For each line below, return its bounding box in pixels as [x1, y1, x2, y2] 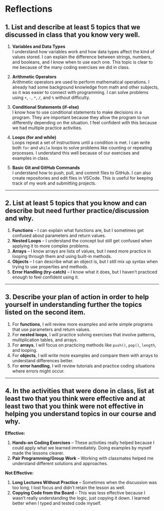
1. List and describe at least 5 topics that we [5, 23, 141, 31]
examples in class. [12, 155, 50, 161]
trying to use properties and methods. [12, 263, 89, 270]
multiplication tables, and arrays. [12, 337, 78, 343]
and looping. [12, 347, 38, 353]
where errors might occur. [12, 368, 65, 374]
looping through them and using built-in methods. [12, 253, 112, 259]
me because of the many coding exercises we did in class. [12, 65, 130, 70]
